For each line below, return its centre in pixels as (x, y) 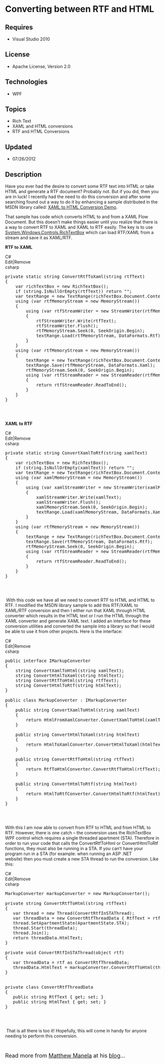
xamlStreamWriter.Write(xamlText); (79, 498)
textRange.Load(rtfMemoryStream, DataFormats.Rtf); (100, 336)
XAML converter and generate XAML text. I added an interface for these (78, 621)
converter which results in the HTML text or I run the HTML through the (77, 616)
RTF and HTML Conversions (41, 132)
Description (23, 174)
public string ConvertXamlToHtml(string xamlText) (78, 710)
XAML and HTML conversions (42, 126)
